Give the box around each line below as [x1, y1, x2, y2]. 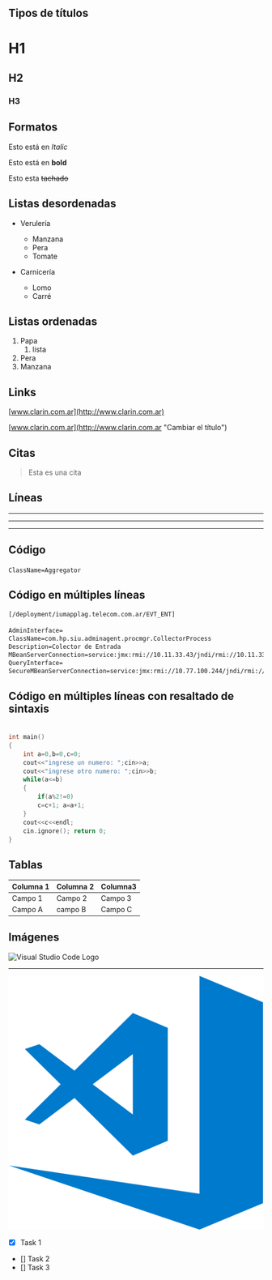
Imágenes [8, 931, 60, 945]
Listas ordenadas [8, 314, 98, 328]
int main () [8, 733, 45, 741]
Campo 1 [11, 894, 43, 903]
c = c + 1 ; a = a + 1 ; [37, 801, 85, 809]
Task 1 [19, 1238, 42, 1248]
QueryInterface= [8, 659, 63, 668]
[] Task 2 [19, 1254, 50, 1264]
